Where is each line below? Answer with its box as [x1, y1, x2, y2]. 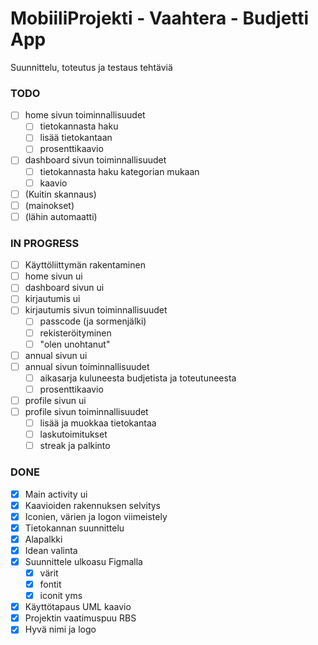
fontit [39, 578, 62, 591]
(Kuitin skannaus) [24, 188, 97, 200]
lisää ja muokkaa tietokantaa [39, 417, 157, 429]
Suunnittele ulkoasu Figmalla [24, 555, 143, 567]
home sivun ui [24, 270, 83, 282]
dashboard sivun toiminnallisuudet [24, 154, 167, 166]
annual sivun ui [24, 349, 88, 361]
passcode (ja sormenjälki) [39, 315, 147, 327]
